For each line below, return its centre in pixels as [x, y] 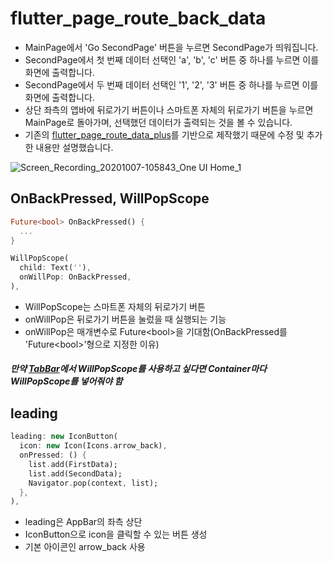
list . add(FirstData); [73, 464]
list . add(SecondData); [75, 473]
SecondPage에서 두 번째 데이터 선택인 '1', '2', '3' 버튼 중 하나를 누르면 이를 [171, 84]
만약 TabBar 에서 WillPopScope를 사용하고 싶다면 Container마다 [138, 369]
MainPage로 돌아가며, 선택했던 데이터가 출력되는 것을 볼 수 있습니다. [158, 122]
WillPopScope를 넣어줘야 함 [66, 381]
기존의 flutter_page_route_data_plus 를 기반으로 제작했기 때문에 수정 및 [164, 134]
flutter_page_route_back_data [138, 18]
